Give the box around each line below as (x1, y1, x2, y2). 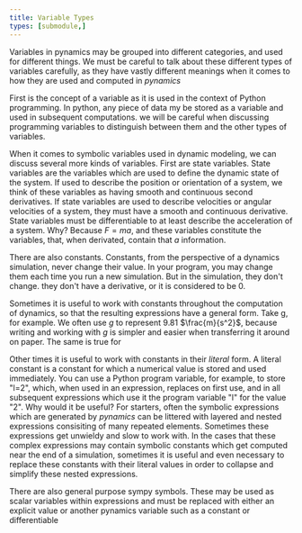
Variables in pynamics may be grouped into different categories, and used (9, 46, 283, 57)
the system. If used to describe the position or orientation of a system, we (9, 176, 283, 187)
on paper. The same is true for (9, 336, 121, 347)
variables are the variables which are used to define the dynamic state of (9, 167, 280, 178)
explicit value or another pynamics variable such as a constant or (9, 505, 251, 516)
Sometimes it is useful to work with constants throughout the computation (9, 298, 283, 309)
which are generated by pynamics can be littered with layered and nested (9, 411, 282, 421)
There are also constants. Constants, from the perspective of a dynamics (9, 251, 280, 262)
